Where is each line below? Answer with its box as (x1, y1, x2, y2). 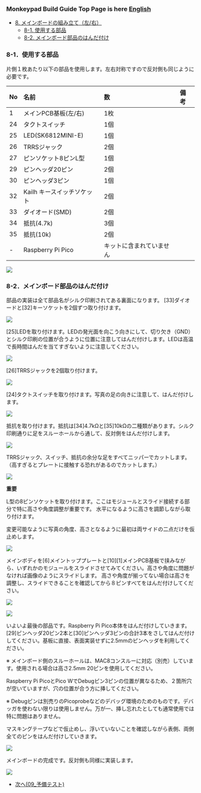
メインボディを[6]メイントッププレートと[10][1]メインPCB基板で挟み (6, 557, 175, 564)
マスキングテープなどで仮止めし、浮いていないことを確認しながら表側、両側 (6, 725, 194, 732)
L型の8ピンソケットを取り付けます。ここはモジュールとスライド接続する (6, 497, 185, 505)
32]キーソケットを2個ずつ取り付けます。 (23, 304, 124, 311)
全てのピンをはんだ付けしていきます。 (6, 733, 100, 740)
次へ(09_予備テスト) (14, 780, 65, 788)
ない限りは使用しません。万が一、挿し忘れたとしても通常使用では (32, 705, 194, 712)
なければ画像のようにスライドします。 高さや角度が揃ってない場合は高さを (6, 572, 190, 579)
